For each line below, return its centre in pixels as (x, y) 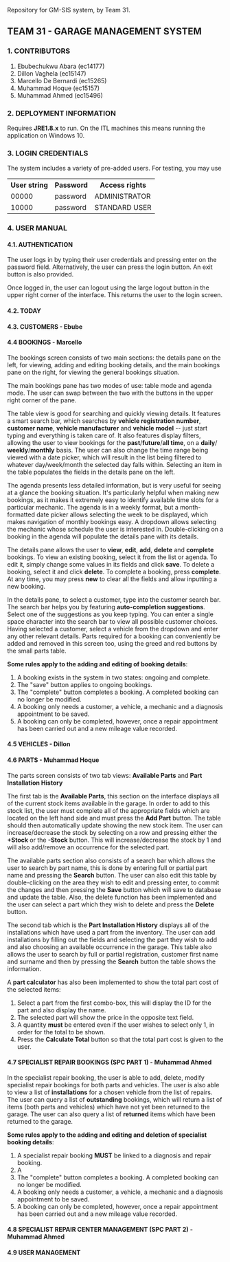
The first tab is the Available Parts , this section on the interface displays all (113, 796)
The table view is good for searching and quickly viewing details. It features (114, 413)
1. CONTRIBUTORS (39, 51)
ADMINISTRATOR (123, 197)
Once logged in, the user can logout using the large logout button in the (108, 287)
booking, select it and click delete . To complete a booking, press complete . (114, 572)
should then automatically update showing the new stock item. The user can (115, 825)
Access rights (123, 185)
